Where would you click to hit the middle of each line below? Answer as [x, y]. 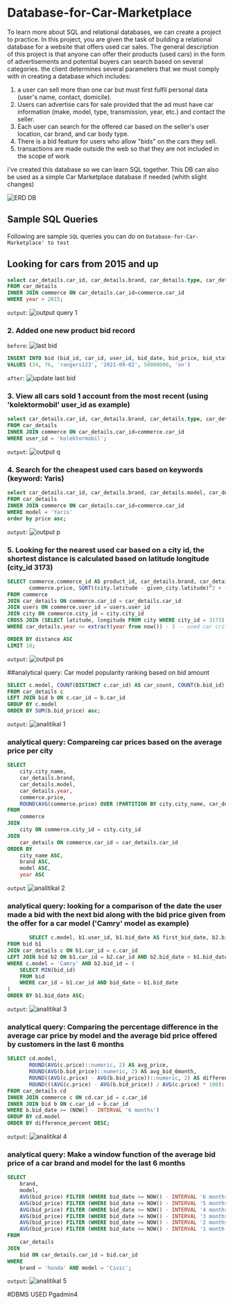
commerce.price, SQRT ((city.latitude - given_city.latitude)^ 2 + [125, 588]
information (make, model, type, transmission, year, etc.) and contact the [121, 112]
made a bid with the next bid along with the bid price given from [116, 914]
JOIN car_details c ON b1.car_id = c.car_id [72, 951]
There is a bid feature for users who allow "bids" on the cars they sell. [117, 141]
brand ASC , [35, 862]
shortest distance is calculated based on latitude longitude [108, 558]
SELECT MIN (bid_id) [48, 970]
